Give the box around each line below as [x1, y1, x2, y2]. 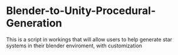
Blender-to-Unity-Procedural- [6, 4, 156, 18]
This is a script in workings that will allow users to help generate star [6, 36, 173, 43]
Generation [6, 16, 62, 30]
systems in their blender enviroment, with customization [6, 42, 143, 49]
